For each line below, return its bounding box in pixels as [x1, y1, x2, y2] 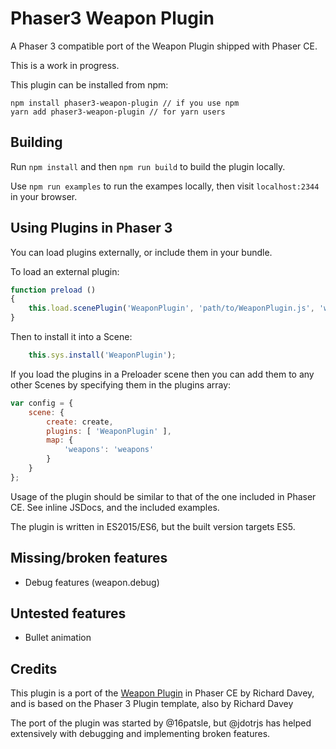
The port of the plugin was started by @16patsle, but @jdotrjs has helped [10, 717, 312, 729]
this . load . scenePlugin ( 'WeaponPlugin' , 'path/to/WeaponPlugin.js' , [28, 303, 315, 314]
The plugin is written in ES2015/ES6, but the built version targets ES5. [10, 520, 296, 532]
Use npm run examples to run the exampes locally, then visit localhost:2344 [10, 180, 320, 192]
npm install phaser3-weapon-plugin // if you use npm [10, 98, 240, 108]
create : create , [46, 417, 114, 427]
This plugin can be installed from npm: [10, 78, 169, 91]
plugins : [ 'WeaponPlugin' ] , [46, 426, 172, 436]
